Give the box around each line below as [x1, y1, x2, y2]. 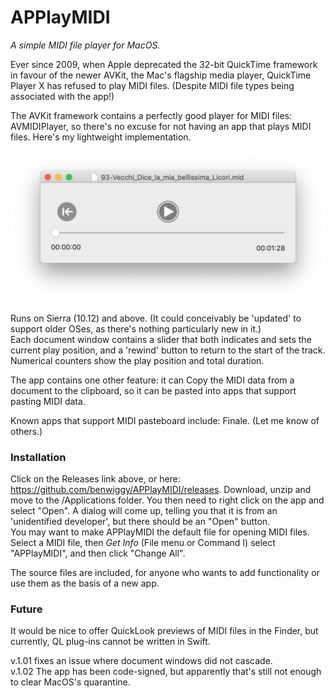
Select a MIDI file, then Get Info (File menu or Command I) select [10, 536, 276, 548]
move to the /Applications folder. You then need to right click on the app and [10, 494, 325, 506]
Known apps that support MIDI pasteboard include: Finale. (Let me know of [10, 414, 320, 426]
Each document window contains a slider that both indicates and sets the [10, 333, 312, 345]
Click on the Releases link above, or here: [10, 472, 181, 485]
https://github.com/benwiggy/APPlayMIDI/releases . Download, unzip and [10, 483, 312, 495]
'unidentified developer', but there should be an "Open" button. [10, 515, 271, 527]
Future [10, 602, 43, 616]
